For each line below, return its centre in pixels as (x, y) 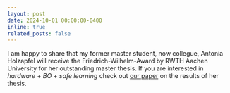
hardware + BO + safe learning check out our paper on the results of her (113, 76)
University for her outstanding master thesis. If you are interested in (105, 68)
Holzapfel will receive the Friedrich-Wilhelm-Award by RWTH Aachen (108, 61)
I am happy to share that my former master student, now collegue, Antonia (115, 54)
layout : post (26, 14)
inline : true (26, 27)
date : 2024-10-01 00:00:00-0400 (55, 20)
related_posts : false (39, 33)
